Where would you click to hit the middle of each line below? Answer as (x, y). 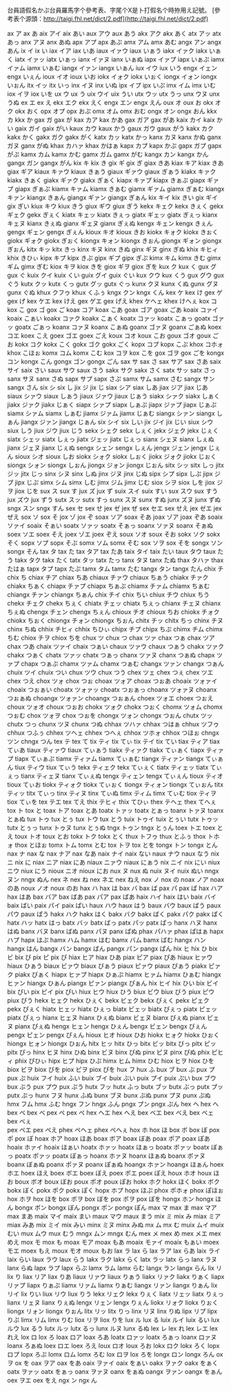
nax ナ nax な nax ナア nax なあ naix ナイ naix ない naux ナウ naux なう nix (113, 854)
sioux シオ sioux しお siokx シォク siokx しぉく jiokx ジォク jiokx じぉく (116, 457)
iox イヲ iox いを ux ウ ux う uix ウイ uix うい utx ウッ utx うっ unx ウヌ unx (113, 94)
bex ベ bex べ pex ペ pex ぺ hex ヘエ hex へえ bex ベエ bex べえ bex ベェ (110, 1113)
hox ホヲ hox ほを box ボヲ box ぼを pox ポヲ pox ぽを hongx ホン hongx (110, 1199)
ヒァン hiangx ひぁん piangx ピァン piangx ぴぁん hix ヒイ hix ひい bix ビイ (113, 983)
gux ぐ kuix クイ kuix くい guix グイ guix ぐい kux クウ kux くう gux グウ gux (116, 275)
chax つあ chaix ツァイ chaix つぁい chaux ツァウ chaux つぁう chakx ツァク (116, 646)
